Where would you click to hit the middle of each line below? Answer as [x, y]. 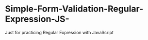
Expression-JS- [37, 19]
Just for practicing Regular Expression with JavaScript [59, 32]
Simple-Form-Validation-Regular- [74, 9]
